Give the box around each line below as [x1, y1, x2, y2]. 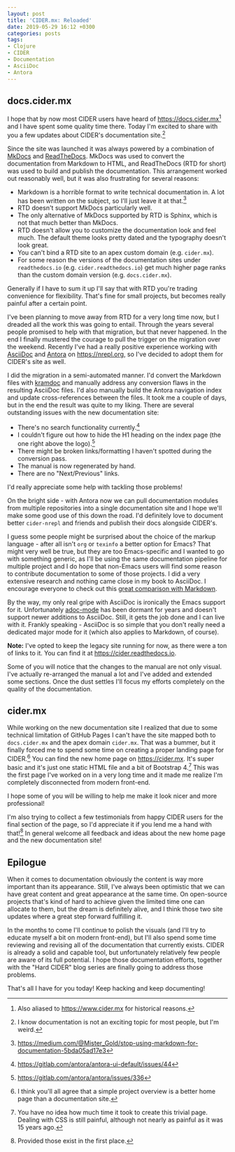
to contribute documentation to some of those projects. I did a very [7, 569, 201, 578]
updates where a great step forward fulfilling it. [7, 912, 143, 921]
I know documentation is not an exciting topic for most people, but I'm [17, 1018, 219, 1026]
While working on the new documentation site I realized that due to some [7, 724, 218, 732]
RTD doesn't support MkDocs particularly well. [17, 204, 152, 212]
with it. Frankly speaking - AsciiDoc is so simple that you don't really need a [7, 620, 226, 628]
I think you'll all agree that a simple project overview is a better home [17, 1087, 216, 1096]
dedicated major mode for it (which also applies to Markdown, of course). [7, 628, 219, 636]
